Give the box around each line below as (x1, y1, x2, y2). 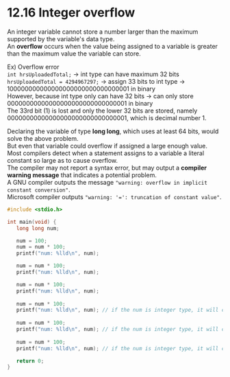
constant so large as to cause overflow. (7, 156, 118, 164)
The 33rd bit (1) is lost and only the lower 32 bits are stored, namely (7, 106, 198, 115)
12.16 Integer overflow (7, 5, 136, 21)
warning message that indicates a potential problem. (7, 170, 157, 179)
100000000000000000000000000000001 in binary (7, 84, 156, 93)
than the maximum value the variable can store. (7, 49, 142, 58)
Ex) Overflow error (7, 62, 60, 71)
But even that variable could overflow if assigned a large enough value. (7, 141, 207, 150)
